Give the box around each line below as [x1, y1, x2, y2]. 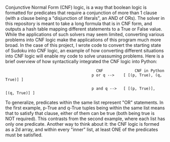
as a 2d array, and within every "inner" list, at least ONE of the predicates [5, 127, 158, 132]
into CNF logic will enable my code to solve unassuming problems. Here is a [5, 53, 164, 59]
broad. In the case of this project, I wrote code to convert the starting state [5, 42, 161, 48]
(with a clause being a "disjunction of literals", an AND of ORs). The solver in [5, 15, 165, 21]
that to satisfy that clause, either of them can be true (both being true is [5, 110, 155, 116]
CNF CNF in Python [96, 68, 165, 73]
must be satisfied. [5, 132, 43, 138]
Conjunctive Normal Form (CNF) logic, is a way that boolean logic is [5, 5, 147, 10]
